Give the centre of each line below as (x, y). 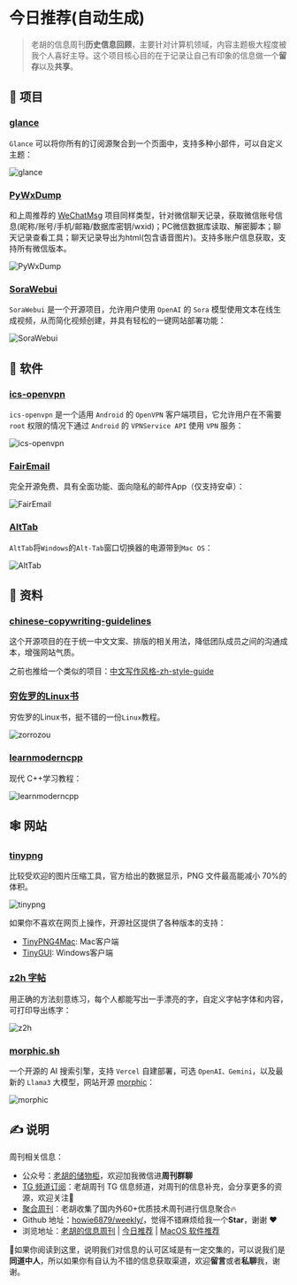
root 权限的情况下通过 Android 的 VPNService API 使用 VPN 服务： (127, 425)
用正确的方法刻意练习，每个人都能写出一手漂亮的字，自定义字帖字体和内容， (148, 999)
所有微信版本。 (44, 248)
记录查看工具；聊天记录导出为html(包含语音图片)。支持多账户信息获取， (147, 237)
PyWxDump (35, 195)
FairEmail (30, 466)
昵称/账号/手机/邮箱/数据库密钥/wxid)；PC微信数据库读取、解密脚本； (147, 226)
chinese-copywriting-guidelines (80, 620)
